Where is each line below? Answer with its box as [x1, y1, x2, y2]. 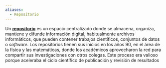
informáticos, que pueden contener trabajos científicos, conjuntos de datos [5, 36, 160, 42]
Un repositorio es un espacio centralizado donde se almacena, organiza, [5, 25, 156, 31]
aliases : [5, 7, 23, 12]
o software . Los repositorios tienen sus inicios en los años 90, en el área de [5, 41, 161, 47]
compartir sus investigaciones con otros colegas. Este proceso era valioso [5, 52, 158, 58]
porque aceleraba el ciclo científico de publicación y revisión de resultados [5, 57, 160, 63]
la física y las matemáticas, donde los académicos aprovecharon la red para [5, 47, 161, 53]
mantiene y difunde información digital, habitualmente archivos [5, 31, 135, 37]
